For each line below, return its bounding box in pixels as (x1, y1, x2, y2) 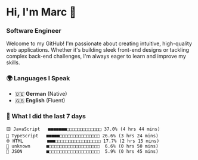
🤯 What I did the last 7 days (6, 112, 86, 120)
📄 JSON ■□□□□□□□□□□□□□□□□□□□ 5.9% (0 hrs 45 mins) (6, 149, 159, 155)
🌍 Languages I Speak (6, 74, 70, 83)
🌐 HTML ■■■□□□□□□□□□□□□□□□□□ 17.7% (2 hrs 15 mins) (6, 138, 160, 145)
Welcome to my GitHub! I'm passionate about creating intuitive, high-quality (6, 40, 193, 47)
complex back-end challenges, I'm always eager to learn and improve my (6, 53, 187, 60)
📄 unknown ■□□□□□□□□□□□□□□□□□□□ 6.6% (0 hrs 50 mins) (6, 143, 159, 149)
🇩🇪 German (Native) (14, 90, 67, 97)
